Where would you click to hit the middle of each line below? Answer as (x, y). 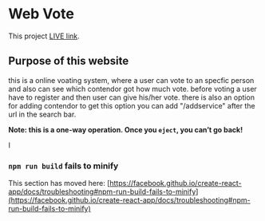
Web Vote (41, 14)
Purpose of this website (69, 61)
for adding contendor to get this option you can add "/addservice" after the (132, 105)
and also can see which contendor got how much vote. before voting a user (132, 89)
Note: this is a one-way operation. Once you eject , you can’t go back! (126, 129)
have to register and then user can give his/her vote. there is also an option (132, 97)
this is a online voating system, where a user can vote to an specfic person (131, 80)
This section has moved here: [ (59, 184)
